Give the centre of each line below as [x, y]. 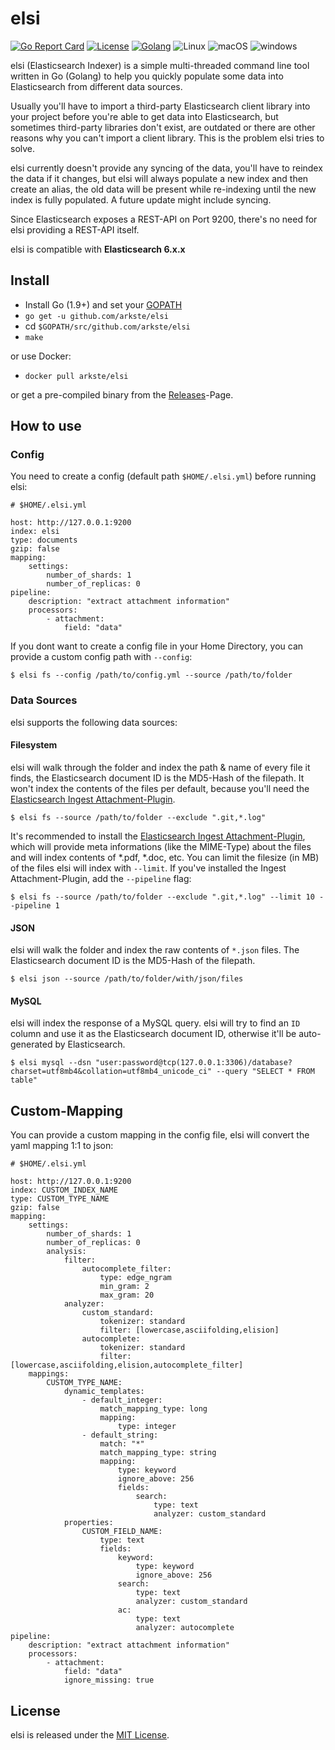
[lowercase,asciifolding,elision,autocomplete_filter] [127, 1365]
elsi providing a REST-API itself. [75, 229]
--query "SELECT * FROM [265, 1072]
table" [24, 1080]
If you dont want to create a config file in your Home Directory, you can [157, 646]
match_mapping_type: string [158, 1453]
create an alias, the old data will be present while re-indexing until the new [163, 189]
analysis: [66, 1252]
